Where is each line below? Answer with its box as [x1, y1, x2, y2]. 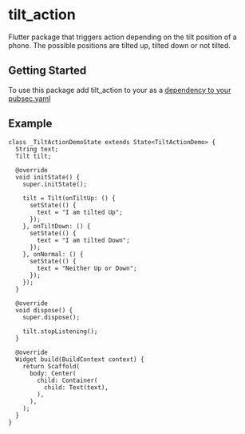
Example [8, 117, 53, 131]
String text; [15, 145, 59, 153]
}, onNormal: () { [22, 250, 84, 258]
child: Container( [37, 376, 98, 384]
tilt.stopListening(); [22, 327, 98, 336]
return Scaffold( [22, 362, 81, 370]
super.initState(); [22, 180, 88, 188]
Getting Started [8, 64, 87, 78]
